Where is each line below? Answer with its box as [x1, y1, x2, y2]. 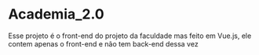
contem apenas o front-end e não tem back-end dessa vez [8, 39, 199, 48]
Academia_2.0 [8, 5, 104, 23]
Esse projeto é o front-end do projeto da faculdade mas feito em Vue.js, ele [8, 31, 252, 40]
